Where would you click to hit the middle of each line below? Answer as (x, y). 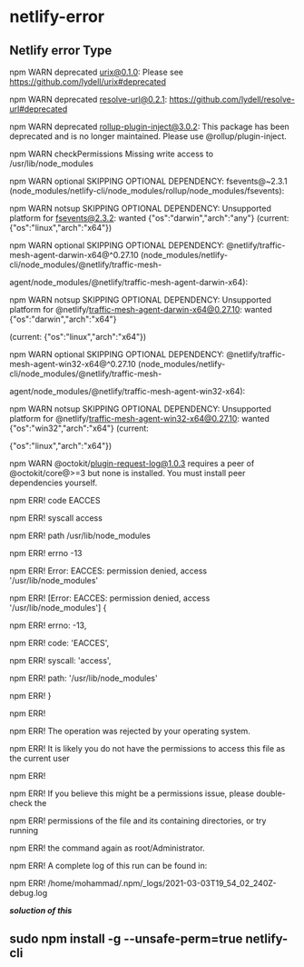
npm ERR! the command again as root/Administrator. (108, 848)
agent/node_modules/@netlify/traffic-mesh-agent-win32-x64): (127, 391)
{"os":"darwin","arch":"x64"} (63, 319)
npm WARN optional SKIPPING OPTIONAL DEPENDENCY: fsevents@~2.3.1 (148, 181)
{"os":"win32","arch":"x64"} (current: (79, 428)
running (24, 830)
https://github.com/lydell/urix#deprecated (88, 82)
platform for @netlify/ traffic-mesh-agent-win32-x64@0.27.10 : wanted (140, 419)
